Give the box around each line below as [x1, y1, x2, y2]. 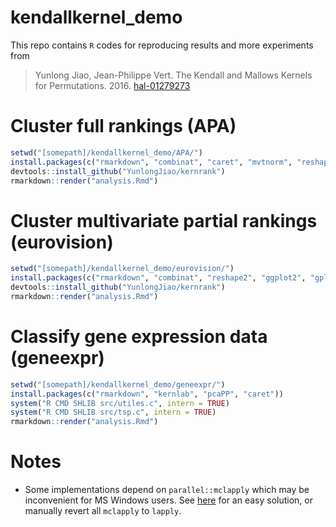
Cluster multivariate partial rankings [10, 209, 318, 232]
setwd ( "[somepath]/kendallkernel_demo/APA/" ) [10, 147, 203, 158]
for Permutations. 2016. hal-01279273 [34, 79, 191, 91]
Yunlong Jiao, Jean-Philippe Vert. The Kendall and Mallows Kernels [34, 69, 313, 81]
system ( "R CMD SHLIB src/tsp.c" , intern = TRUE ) [10, 407, 217, 418]
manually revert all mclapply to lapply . [24, 505, 182, 517]
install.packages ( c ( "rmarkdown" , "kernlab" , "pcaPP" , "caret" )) [10, 389, 284, 399]
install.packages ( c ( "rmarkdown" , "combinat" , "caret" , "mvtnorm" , [10, 157, 293, 167]
